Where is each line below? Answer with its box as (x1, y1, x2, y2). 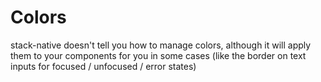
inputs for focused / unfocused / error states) (10, 60, 197, 72)
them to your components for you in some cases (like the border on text (10, 49, 307, 61)
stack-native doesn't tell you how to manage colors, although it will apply (10, 39, 312, 51)
